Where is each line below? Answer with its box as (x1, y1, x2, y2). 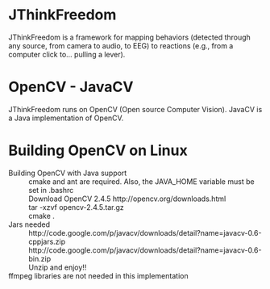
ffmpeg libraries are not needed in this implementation (8, 270, 189, 280)
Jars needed (8, 220, 51, 229)
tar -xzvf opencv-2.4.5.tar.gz (28, 202, 125, 212)
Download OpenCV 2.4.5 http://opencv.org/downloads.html (28, 194, 226, 203)
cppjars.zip (28, 237, 66, 246)
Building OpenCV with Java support (8, 168, 127, 178)
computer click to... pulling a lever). (8, 49, 126, 59)
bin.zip (28, 253, 51, 263)
